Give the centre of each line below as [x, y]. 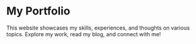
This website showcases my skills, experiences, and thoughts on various [98, 28]
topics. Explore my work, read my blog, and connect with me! [84, 34]
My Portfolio [38, 11]
